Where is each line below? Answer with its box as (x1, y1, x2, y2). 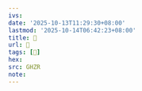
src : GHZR (8, 63, 41, 71)
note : (8, 70, 26, 78)
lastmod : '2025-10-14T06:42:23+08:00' (8, 26, 136, 34)
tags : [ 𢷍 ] (8, 48, 41, 56)
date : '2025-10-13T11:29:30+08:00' (8, 19, 126, 27)
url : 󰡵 (8, 41, 30, 49)
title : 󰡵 (8, 33, 37, 42)
